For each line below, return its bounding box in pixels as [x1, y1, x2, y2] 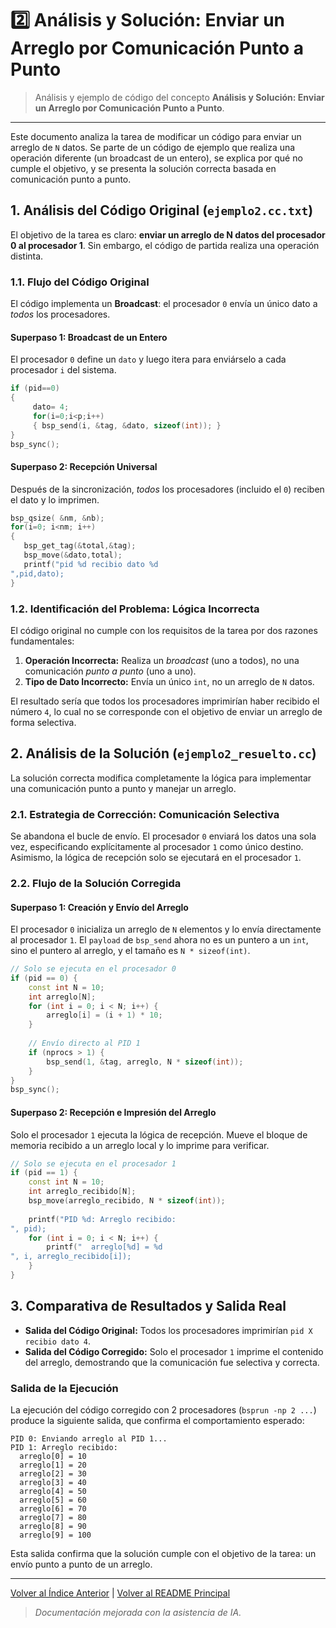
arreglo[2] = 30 [19, 1469, 87, 1479]
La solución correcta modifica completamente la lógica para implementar [10, 772, 312, 784]
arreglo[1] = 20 [19, 1460, 87, 1471]
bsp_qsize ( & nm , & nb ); [10, 513, 105, 523]
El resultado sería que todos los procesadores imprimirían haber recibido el [10, 695, 320, 707]
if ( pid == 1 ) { [10, 1168, 78, 1178]
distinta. [10, 250, 44, 262]
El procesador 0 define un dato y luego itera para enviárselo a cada [10, 353, 287, 366]
